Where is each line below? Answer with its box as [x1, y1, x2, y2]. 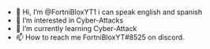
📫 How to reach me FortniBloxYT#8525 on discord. [15, 33, 185, 42]
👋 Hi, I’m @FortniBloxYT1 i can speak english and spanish [15, 8, 203, 16]
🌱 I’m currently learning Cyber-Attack [15, 24, 137, 33]
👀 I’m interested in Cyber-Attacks [15, 16, 124, 25]
